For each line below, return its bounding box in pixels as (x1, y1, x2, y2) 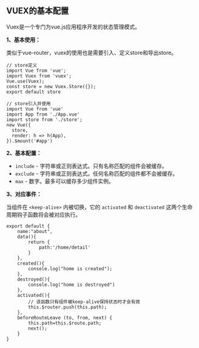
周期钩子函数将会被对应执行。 (6, 211, 81, 218)
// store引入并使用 (6, 100, 51, 106)
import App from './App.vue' (6, 111, 80, 117)
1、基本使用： (6, 36, 41, 43)
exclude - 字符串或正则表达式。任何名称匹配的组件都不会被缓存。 (15, 170, 178, 177)
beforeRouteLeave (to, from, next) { (17, 315, 113, 321)
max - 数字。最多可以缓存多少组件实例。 (15, 177, 114, 184)
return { (28, 239, 50, 245)
